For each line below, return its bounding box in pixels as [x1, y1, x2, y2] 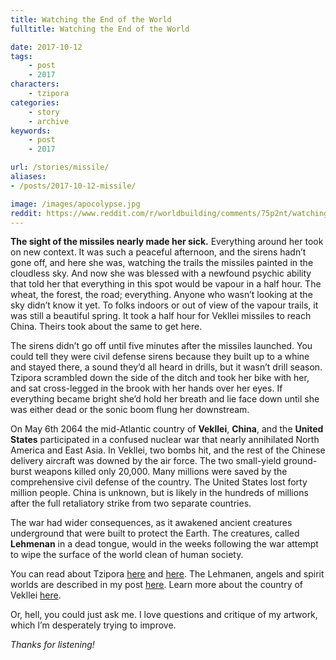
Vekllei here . [10, 589, 62, 601]
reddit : [10, 208, 43, 218]
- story [28, 107, 60, 117]
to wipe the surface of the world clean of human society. [10, 549, 244, 561]
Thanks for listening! [10, 639, 95, 651]
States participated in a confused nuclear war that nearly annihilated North [10, 434, 320, 446]
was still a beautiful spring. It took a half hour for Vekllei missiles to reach [10, 310, 312, 322]
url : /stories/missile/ [10, 162, 110, 173]
